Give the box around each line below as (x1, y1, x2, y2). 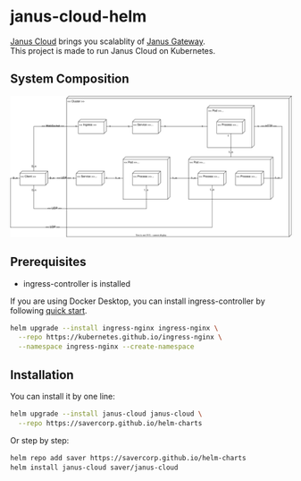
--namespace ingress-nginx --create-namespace (18, 342, 195, 351)
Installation (10, 367, 74, 382)
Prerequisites (10, 254, 87, 270)
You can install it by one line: (10, 391, 115, 401)
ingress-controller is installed (22, 278, 131, 288)
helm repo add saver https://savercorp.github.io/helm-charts (10, 453, 247, 462)
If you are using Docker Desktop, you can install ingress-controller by (10, 296, 266, 306)
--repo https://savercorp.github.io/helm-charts (18, 418, 203, 427)
